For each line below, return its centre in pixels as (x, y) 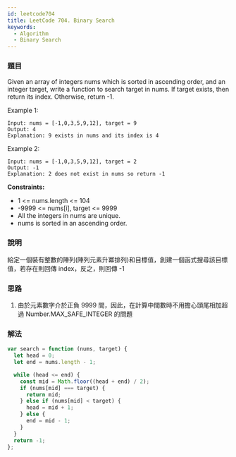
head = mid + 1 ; (50, 408)
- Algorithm (31, 33)
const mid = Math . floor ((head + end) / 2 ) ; (85, 382)
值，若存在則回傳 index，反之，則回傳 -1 (66, 268)
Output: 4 (22, 130)
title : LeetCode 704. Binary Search (61, 20)
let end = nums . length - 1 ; (55, 362)
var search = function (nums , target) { (68, 349)
